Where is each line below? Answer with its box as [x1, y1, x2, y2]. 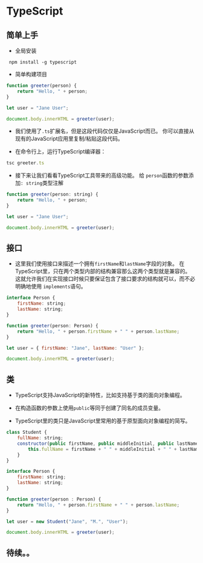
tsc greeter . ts [6, 160, 45, 166]
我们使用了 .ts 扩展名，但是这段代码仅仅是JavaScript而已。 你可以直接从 [14, 127, 195, 135]
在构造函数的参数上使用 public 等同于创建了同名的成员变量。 [14, 404, 164, 411]
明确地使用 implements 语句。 [14, 283, 86, 290]
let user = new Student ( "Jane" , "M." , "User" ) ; [6, 518, 129, 525]
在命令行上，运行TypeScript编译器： [14, 148, 106, 155]
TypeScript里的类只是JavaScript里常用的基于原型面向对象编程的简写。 [14, 417, 191, 425]
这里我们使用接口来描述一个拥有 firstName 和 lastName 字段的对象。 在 [14, 260, 185, 267]
